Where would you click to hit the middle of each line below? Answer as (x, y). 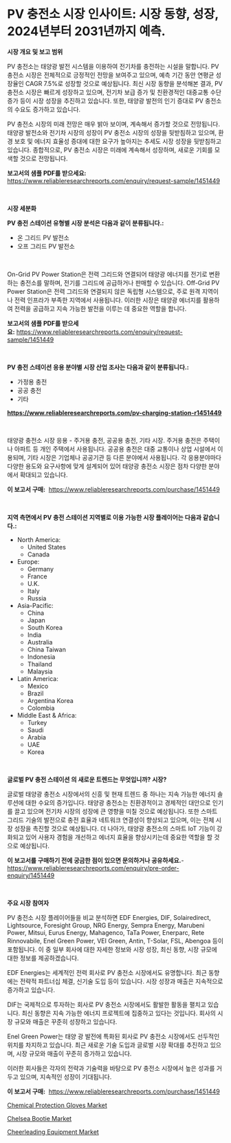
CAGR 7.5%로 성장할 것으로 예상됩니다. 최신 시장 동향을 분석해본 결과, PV (124, 83)
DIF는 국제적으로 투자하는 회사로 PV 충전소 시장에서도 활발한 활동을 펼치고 (107, 1004)
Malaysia (40, 671)
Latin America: (37, 678)
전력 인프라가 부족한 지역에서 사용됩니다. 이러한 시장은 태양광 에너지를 (108, 300)
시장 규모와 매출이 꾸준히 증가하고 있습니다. (74, 1053)
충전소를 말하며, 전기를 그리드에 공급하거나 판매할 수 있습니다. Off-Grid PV (120, 282)
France (37, 576)
